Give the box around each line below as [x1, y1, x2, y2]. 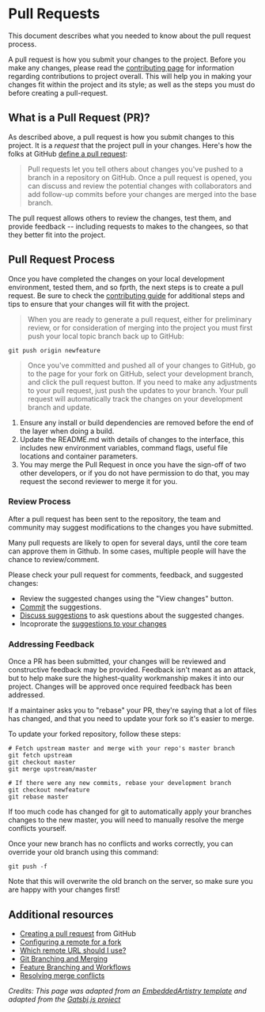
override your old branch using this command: [8, 848, 159, 857]
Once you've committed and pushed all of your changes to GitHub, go [27, 361, 256, 370]
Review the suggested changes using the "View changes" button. [19, 594, 234, 603]
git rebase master [8, 793, 69, 801]
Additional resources [8, 908, 114, 921]
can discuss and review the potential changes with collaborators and [27, 181, 252, 191]
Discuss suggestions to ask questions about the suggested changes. [19, 610, 244, 620]
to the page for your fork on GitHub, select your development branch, [27, 368, 255, 378]
